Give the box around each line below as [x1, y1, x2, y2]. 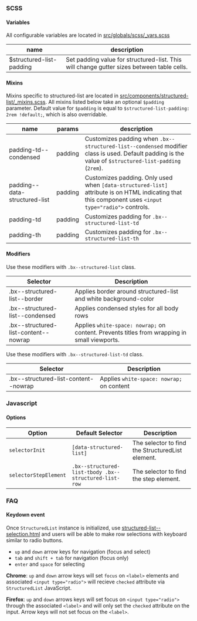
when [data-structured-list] [84, 181, 168, 189]
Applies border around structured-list [74, 287, 179, 295]
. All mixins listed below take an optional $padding [45, 99, 164, 106]
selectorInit [9, 447, 46, 453]
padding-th [9, 231, 41, 239]
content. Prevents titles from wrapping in [74, 328, 186, 336]
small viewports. [74, 336, 120, 344]
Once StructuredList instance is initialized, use [6, 524, 121, 531]
